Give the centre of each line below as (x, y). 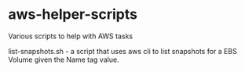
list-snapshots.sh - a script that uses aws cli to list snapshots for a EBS (122, 51)
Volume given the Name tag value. (64, 59)
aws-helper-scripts (73, 14)
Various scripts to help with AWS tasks (71, 36)
